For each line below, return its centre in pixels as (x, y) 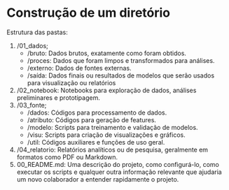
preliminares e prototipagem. (58, 97)
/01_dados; (32, 45)
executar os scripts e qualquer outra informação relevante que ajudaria (119, 172)
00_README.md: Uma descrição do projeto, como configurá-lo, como (118, 164)
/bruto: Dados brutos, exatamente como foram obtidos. (107, 53)
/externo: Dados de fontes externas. (79, 68)
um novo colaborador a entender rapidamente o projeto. (98, 179)
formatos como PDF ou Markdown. (67, 157)
